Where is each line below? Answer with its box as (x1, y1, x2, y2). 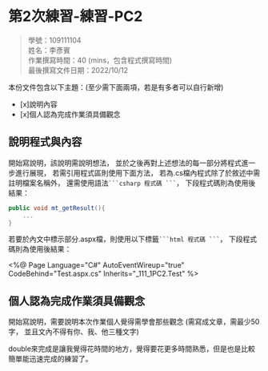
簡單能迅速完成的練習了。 (8, 354, 93, 364)
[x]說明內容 (19, 99, 58, 109)
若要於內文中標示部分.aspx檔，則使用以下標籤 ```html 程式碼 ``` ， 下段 (8, 234, 243, 244)
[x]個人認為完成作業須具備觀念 (19, 109, 121, 119)
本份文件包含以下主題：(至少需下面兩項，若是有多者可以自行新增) (8, 82, 224, 92)
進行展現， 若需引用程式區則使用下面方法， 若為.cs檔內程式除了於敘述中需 (14, 167, 261, 177)
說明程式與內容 (8, 135, 82, 149)
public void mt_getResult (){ (8, 204, 106, 212)
